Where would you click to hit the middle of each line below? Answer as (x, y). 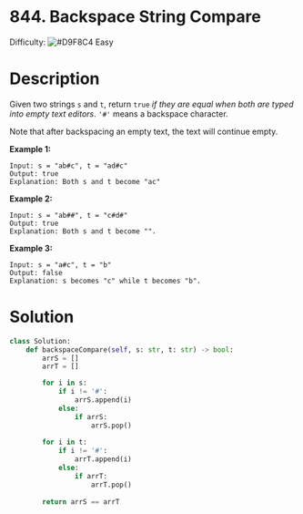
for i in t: (65, 442)
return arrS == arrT (81, 502)
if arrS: (91, 416)
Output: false (36, 272)
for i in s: (65, 383)
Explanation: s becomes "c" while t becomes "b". (106, 281)
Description (55, 79)
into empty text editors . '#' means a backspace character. (119, 113)
